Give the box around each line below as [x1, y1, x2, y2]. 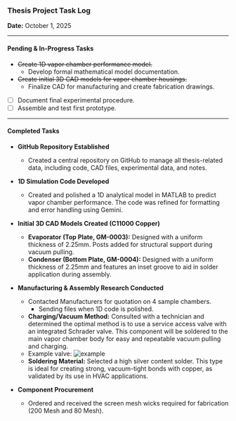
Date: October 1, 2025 [7, 22, 72, 30]
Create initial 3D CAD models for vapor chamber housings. [17, 74, 188, 83]
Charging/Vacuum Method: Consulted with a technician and [27, 312, 205, 321]
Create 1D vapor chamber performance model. [17, 60, 152, 68]
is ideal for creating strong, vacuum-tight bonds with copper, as [27, 364, 213, 373]
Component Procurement [17, 385, 93, 394]
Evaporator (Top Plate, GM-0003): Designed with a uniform [27, 232, 203, 241]
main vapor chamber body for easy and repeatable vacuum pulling [27, 334, 221, 342]
